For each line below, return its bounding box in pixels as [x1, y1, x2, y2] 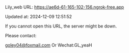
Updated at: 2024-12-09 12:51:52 [5, 14, 72, 19]
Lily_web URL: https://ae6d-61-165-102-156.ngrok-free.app [5, 4, 124, 10]
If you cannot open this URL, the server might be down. [5, 23, 117, 29]
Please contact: [5, 33, 37, 38]
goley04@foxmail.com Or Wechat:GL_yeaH [5, 42, 92, 48]
